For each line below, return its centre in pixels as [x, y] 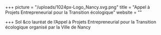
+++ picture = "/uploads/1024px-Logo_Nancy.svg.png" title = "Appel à [78, 7]
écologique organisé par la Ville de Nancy [48, 27]
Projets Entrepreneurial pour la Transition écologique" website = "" [74, 12]
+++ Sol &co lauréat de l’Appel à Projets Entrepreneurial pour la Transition [81, 22]
